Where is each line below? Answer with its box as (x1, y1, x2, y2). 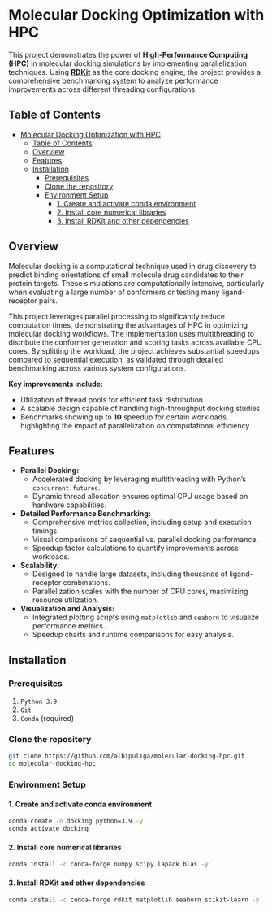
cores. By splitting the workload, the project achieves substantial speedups (8, 345, 260, 355)
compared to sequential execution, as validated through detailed (8, 354, 224, 364)
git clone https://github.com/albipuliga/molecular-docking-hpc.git (8, 752, 245, 761)
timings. (32, 526, 59, 536)
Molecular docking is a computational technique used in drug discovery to (8, 261, 257, 271)
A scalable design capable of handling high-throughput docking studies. (19, 403, 262, 413)
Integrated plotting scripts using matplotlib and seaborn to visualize (32, 612, 260, 623)
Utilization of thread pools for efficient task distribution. (19, 394, 205, 404)
